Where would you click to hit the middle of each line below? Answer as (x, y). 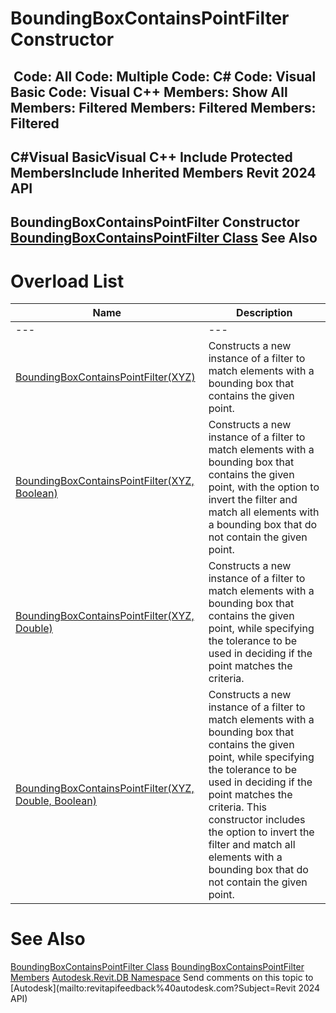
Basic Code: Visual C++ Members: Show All (149, 92)
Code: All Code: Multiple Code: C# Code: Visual (165, 76)
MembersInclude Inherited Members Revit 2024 (163, 172)
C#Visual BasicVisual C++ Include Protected (151, 157)
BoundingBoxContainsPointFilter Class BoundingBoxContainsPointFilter (157, 967)
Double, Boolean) (56, 801)
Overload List (67, 281)
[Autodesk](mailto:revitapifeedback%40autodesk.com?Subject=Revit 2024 (165, 988)
